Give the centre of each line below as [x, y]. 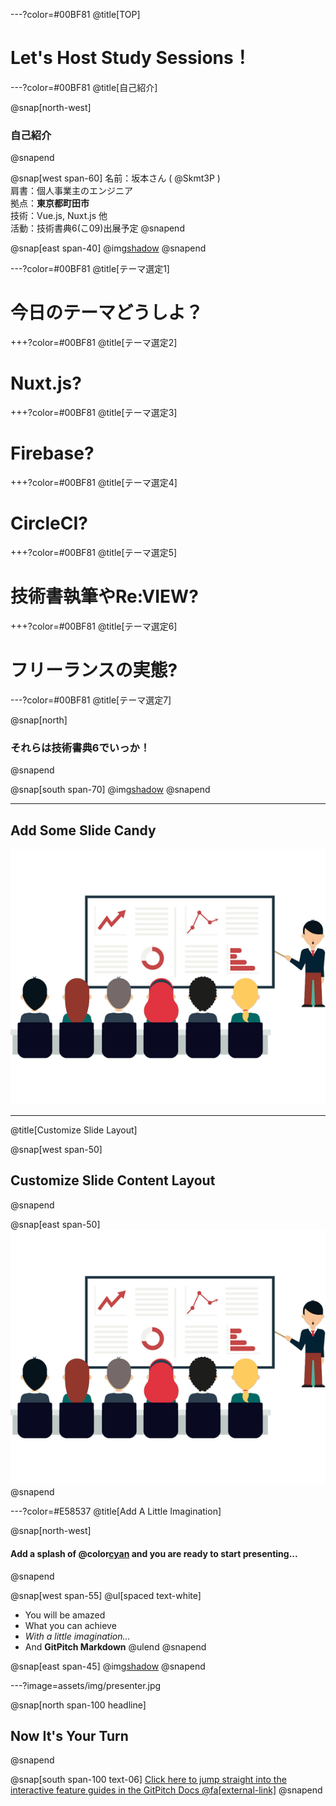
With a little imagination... [77, 1636]
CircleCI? [49, 523]
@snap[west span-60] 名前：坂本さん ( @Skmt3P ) [115, 178]
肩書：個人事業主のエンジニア [71, 191]
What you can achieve [70, 1625]
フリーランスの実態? [94, 670]
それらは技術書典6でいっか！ [80, 747]
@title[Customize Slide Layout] [74, 1130]
